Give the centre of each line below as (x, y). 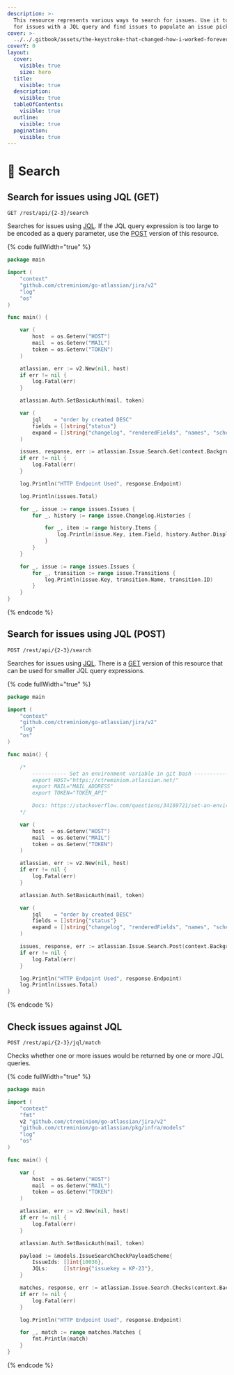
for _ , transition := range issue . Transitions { (104, 573)
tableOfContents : (39, 105)
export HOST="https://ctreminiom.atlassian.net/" (106, 780)
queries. (19, 1063)
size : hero (36, 72)
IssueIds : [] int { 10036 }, (68, 1262)
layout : (18, 53)
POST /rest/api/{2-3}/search (49, 650)
